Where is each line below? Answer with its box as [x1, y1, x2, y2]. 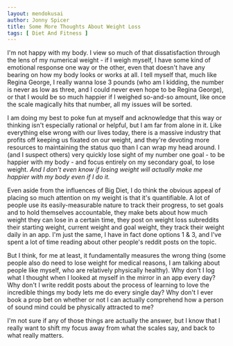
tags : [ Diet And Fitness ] [7, 29, 89, 37]
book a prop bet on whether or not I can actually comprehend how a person [7, 296, 224, 304]
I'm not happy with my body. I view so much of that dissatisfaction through [7, 49, 221, 57]
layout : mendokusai [7, 10, 64, 17]
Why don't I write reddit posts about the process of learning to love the [7, 281, 209, 289]
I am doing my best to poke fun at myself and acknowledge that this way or [7, 114, 222, 122]
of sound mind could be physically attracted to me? [7, 303, 154, 311]
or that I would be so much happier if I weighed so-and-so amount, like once [7, 93, 226, 101]
